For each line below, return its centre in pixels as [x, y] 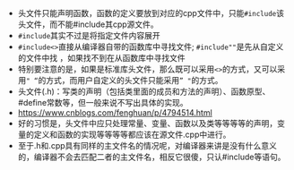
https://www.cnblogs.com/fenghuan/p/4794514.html [115, 113]
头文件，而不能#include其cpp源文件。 [88, 24]
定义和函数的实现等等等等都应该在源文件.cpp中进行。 [132, 134]
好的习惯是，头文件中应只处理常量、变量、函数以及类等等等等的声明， [147, 123]
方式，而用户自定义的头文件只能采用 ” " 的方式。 [134, 80]
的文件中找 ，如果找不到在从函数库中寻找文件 [101, 58]
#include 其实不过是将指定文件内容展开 [89, 35]
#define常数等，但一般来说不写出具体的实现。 [103, 102]
